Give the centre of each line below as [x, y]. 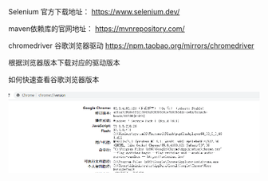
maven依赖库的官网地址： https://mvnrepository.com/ [97, 29]
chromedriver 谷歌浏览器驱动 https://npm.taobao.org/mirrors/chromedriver [131, 45]
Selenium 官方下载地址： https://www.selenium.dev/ [94, 12]
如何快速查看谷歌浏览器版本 [54, 79]
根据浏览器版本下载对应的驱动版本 [64, 63]
